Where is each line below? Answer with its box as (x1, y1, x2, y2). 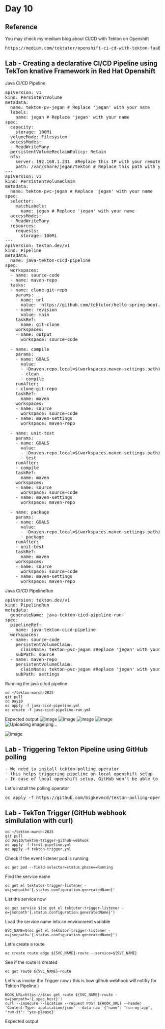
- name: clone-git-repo (10, 287, 68, 293)
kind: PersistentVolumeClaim (5, 178, 75, 184)
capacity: (10, 124, 34, 130)
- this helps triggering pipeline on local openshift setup (5, 771, 153, 777)
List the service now (5, 896, 46, 902)
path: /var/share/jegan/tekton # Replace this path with (15, 163, 156, 169)
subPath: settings (15, 671, 60, 677)
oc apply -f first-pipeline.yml (5, 842, 71, 847)
